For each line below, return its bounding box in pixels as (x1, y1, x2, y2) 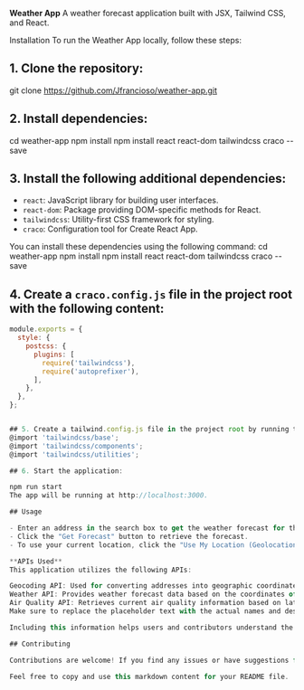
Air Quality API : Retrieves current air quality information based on (9, 599, 281, 608)
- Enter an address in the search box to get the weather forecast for (9, 524, 285, 533)
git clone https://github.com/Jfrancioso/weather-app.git (9, 85, 218, 96)
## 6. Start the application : (9, 466, 124, 476)
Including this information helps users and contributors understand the (9, 623, 294, 632)
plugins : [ (33, 350, 75, 359)
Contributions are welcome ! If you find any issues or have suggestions (9, 656, 290, 665)
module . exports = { (9, 325, 83, 334)
